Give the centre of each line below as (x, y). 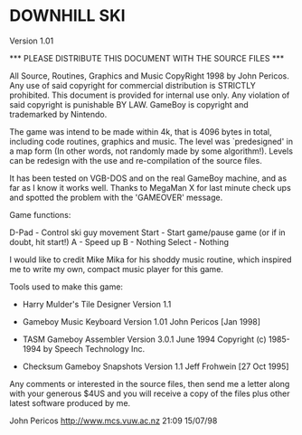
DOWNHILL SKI (67, 16)
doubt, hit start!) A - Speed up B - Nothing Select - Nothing (119, 241)
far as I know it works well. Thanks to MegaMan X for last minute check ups (150, 187)
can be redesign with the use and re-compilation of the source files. (136, 160)
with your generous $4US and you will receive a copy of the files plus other (150, 393)
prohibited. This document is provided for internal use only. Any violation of (150, 95)
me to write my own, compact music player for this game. (117, 269)
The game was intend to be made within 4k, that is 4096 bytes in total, (141, 131)
